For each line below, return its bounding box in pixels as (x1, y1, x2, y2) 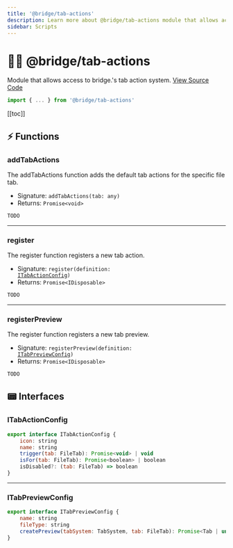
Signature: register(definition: (17, 265, 111, 273)
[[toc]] (7, 109, 26, 118)
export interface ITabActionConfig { (7, 430, 116, 438)
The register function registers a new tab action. (7, 251, 145, 259)
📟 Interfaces (7, 391, 64, 403)
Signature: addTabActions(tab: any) (17, 191, 120, 200)
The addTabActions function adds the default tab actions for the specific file (7, 170, 225, 179)
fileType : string (19, 521, 70, 529)
